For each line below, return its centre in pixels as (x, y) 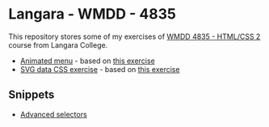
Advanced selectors (53, 114)
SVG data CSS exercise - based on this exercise (100, 69)
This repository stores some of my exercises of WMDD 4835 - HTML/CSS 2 (134, 36)
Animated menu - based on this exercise (87, 61)
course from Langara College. (58, 44)
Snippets (32, 95)
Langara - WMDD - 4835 (92, 14)
